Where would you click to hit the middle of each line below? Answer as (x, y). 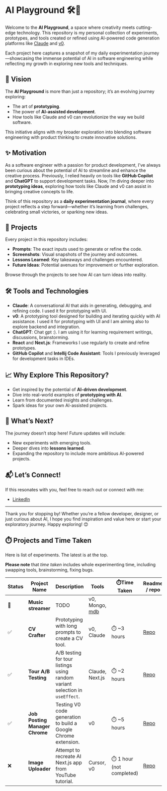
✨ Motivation (26, 153)
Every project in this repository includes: (46, 239)
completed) (125, 773)
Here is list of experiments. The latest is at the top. (57, 555)
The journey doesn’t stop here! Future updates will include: (65, 433)
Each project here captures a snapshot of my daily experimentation (74, 53)
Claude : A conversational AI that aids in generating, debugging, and (82, 306)
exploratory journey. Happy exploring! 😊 (47, 524)
